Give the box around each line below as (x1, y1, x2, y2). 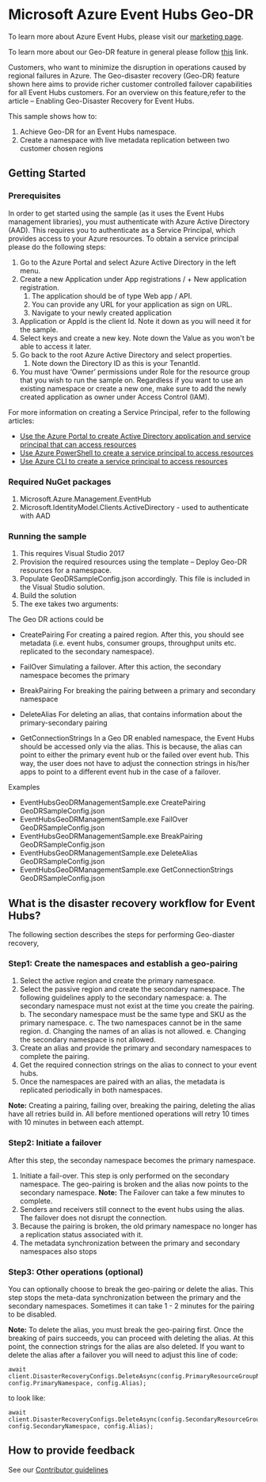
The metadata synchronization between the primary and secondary (19, 1238, 240, 1248)
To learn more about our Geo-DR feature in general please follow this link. (8, 47, 249, 56)
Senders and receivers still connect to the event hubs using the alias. (19, 1204, 245, 1213)
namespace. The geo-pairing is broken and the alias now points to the (19, 1179, 249, 1189)
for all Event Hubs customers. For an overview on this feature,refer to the (8, 87, 246, 97)
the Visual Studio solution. (19, 582, 105, 592)
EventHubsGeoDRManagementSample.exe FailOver (19, 814, 188, 825)
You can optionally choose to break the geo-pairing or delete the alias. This (8, 1284, 254, 1293)
